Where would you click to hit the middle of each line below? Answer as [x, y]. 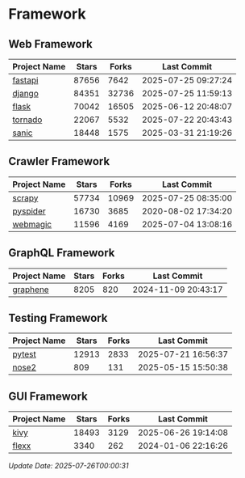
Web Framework [50, 44]
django [25, 93]
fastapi [25, 80]
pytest [24, 354]
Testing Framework [58, 318]
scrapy [25, 197]
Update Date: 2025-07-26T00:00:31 [69, 466]
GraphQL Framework [62, 253]
